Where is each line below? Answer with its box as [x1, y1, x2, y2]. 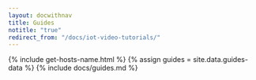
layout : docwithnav [8, 11, 73, 20]
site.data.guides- [193, 55, 249, 64]
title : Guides [8, 19, 55, 27]
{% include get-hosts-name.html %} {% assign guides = [8, 55, 192, 64]
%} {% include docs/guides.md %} [24, 64, 138, 73]
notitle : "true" [8, 26, 62, 34]
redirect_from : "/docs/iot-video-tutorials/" [8, 33, 160, 42]
